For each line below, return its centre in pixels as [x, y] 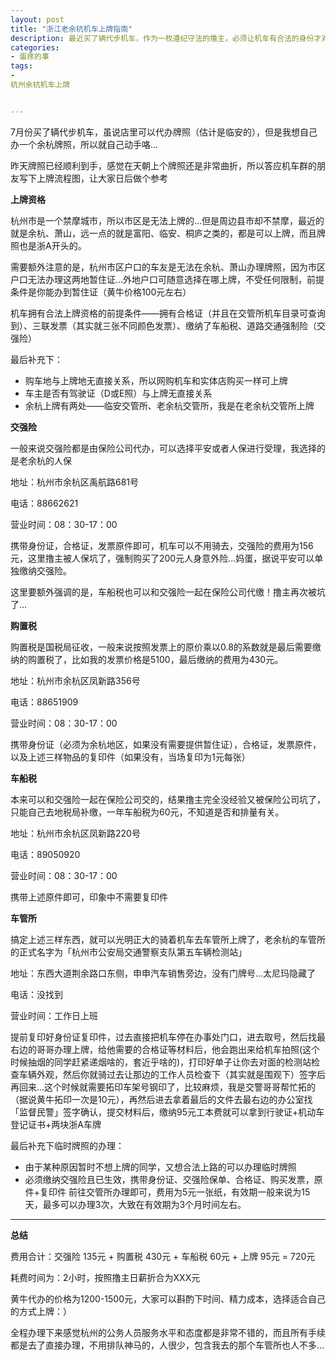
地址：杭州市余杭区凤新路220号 [75, 833]
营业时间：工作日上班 [54, 1015]
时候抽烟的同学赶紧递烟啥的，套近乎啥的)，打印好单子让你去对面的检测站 [161, 1062]
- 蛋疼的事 [30, 57]
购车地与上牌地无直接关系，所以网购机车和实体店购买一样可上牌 [156, 380]
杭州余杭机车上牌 [40, 85]
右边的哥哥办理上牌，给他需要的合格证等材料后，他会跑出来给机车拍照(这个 [165, 1049]
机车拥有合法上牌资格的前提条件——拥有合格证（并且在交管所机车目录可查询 [168, 313]
